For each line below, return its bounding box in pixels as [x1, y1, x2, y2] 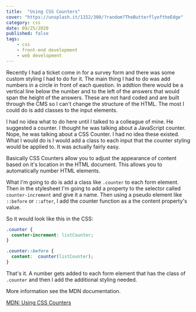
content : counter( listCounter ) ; [11, 253, 94, 260]
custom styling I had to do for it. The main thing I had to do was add [6, 75, 171, 82]
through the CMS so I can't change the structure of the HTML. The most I [6, 100, 185, 107]
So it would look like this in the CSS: [6, 215, 93, 222]
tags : [6, 36, 19, 42]
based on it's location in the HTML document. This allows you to [6, 161, 162, 168]
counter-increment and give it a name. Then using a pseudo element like [6, 191, 182, 198]
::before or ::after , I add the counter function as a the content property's [6, 197, 188, 204]
